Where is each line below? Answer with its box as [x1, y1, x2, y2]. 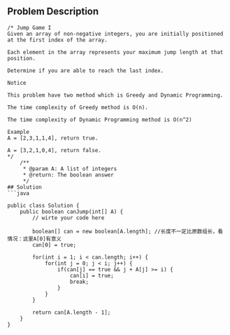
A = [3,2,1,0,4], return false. [7, 146, 101, 153]
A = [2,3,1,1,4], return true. [7, 135, 99, 142]
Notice [7, 79, 27, 86]
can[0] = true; [32, 241, 77, 248]
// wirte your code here [32, 214, 105, 221]
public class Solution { [7, 202, 80, 209]
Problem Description [7, 6, 99, 18]
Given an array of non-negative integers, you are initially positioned [7, 30, 224, 37]
